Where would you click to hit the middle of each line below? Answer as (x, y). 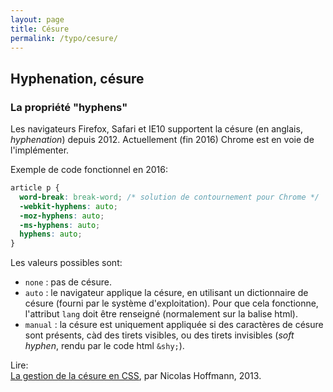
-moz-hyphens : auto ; (62, 216)
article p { (35, 188)
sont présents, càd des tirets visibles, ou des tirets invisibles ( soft (159, 335)
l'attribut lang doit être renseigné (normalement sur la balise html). (161, 314)
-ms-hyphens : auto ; (60, 225)
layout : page (37, 19)
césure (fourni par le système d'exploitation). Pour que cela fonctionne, (171, 303)
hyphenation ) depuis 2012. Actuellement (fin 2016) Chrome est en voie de (162, 140)
